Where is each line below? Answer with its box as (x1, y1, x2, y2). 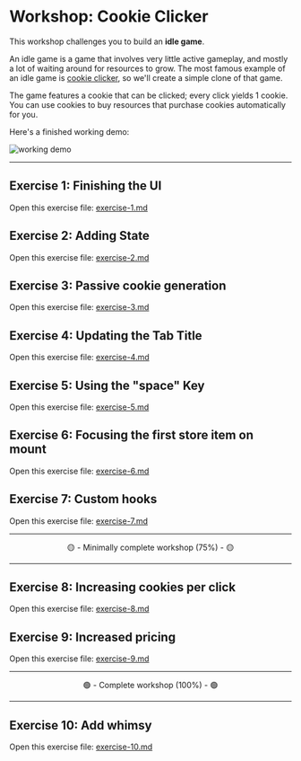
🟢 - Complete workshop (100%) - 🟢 (82, 680, 219, 691)
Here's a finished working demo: (9, 126, 130, 137)
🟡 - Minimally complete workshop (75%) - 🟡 (66, 542, 235, 553)
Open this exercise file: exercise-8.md (9, 604, 150, 615)
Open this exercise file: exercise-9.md (9, 653, 150, 664)
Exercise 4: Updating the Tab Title (9, 328, 203, 343)
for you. (9, 109, 39, 119)
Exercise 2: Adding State (9, 228, 150, 243)
